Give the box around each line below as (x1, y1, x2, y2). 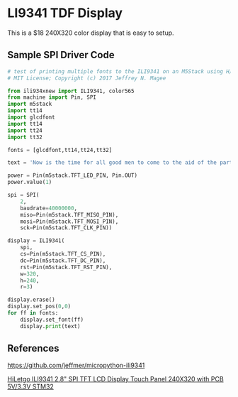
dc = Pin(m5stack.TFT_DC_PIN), (20, 257, 106, 264)
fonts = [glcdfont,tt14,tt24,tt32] (7, 146, 113, 153)
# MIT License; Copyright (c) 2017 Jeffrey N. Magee (7, 75, 166, 82)
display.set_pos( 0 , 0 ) (7, 303, 72, 310)
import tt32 (7, 134, 42, 141)
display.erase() (7, 296, 55, 303)
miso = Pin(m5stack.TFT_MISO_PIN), (20, 211, 119, 218)
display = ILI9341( (7, 237, 65, 244)
